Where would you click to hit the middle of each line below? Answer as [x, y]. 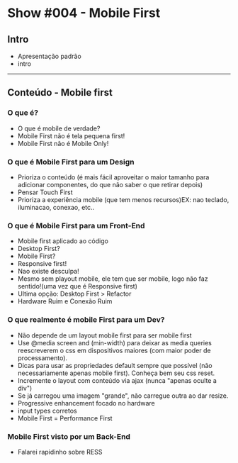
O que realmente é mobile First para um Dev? [86, 320]
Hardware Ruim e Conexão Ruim [65, 301]
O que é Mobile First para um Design [71, 162]
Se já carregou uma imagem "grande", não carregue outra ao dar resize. [123, 396]
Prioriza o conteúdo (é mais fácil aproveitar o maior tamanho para [113, 177]
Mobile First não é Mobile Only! [63, 143]
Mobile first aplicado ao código [63, 241]
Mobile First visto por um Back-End [69, 436]
